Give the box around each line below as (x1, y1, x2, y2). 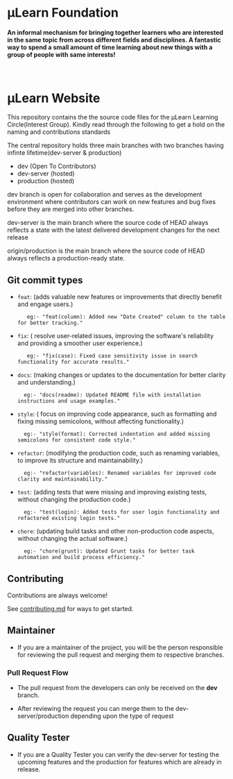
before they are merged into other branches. (7, 205, 135, 213)
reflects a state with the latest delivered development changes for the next (7, 226, 220, 234)
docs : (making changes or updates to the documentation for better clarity (17, 371, 226, 379)
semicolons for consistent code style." (17, 437, 136, 444)
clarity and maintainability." (17, 476, 108, 483)
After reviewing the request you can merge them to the (17, 705, 175, 713)
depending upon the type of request (70, 712, 174, 720)
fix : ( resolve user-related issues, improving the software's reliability (17, 332, 214, 340)
